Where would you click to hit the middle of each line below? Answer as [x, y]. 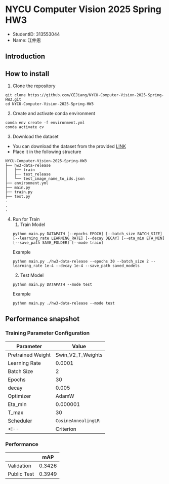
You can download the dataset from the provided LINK [69, 146]
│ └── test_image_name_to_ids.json [45, 179]
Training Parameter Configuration [48, 333]
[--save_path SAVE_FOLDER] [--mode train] [58, 243]
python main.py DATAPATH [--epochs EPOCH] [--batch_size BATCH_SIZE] [88, 234]
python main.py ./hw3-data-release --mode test [64, 303]
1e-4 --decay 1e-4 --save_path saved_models [92, 266]
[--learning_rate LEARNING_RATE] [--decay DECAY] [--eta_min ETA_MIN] [89, 238]
